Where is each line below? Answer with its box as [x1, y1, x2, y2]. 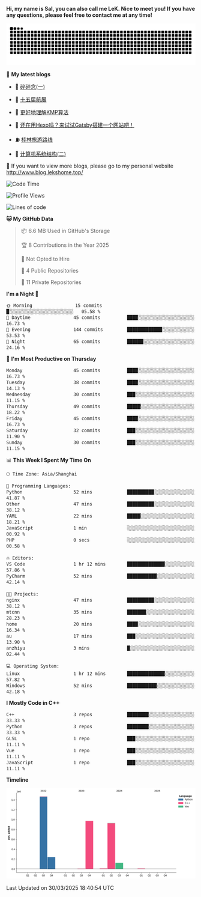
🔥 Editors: [6, 555, 34, 561]
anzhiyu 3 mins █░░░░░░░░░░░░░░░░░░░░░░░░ [6, 645, 195, 651]
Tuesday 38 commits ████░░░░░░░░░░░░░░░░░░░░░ [6, 379, 195, 385]
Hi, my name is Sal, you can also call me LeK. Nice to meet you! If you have [6, 5, 196, 12]
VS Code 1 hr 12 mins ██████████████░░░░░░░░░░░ [6, 561, 195, 567]
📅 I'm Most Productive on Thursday [6, 355, 97, 362]
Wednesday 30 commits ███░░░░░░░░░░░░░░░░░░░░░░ [6, 391, 195, 397]
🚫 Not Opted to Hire [20, 255, 70, 262]
